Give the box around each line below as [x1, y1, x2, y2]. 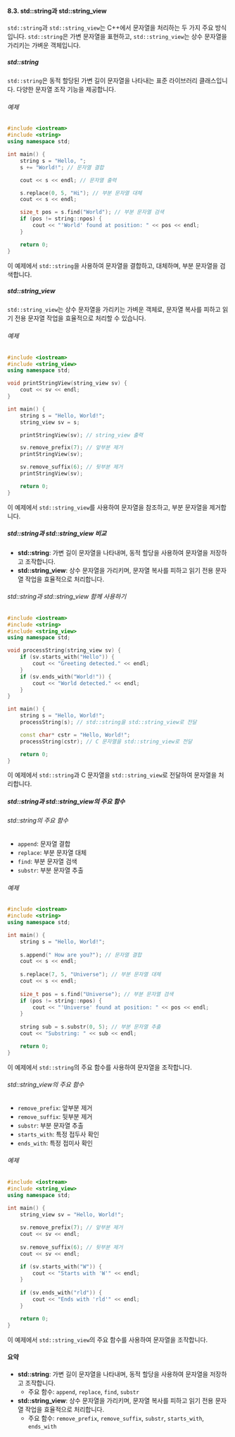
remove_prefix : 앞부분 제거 [17, 1103, 93, 1112]
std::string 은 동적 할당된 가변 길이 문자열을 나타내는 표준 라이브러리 [7, 76, 198, 85]
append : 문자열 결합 [17, 839, 71, 848]
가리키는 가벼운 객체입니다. [7, 41, 81, 49]
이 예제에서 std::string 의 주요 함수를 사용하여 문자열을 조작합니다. [7, 1062, 192, 1072]
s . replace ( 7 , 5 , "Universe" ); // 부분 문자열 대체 [20, 971, 161, 978]
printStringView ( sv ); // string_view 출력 [20, 431, 144, 439]
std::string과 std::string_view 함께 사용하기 [7, 593, 127, 601]
